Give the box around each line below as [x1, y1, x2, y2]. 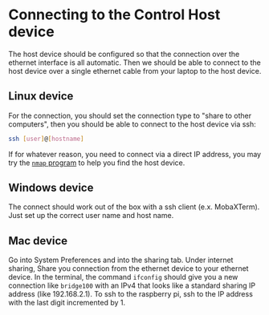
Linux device [8, 90, 74, 103]
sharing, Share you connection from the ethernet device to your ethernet [8, 264, 249, 273]
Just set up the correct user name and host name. [8, 211, 174, 220]
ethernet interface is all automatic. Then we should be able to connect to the [8, 58, 261, 67]
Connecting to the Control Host [8, 6, 221, 24]
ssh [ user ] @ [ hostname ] [8, 135, 84, 143]
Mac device [8, 234, 68, 248]
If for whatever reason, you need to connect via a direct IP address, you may [8, 149, 262, 159]
